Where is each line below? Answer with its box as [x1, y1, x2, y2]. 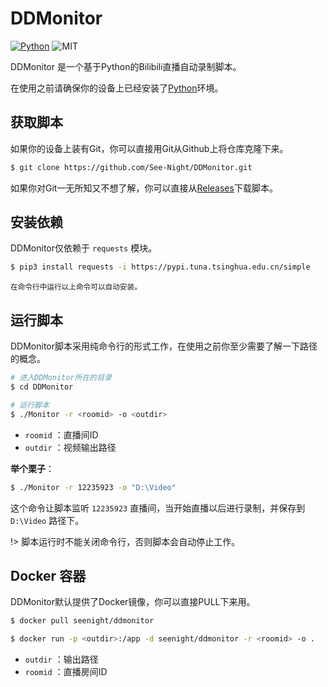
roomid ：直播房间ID [24, 666, 108, 678]
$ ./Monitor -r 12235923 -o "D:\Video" [10, 482, 177, 492]
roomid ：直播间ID [24, 428, 99, 441]
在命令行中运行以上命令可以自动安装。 [10, 282, 142, 292]
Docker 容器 [10, 567, 87, 584]
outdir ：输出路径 [24, 653, 99, 666]
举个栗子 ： [10, 462, 55, 474]
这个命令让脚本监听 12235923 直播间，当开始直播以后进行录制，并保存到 [10, 502, 306, 514]
